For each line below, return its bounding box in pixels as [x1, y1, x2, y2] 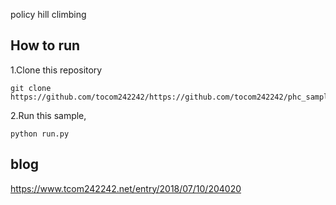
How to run [10, 37, 81, 54]
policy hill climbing [10, 9, 87, 20]
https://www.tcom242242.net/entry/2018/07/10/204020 [10, 182, 242, 194]
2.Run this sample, [10, 109, 87, 121]
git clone [10, 83, 52, 93]
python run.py [10, 129, 70, 139]
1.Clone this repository [10, 64, 103, 76]
